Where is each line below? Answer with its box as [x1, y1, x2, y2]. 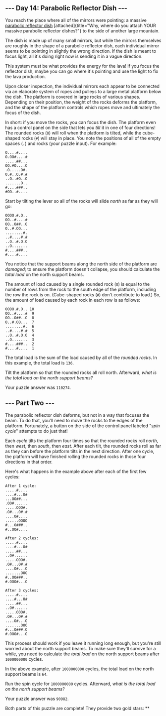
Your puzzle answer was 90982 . [5, 696, 69, 702]
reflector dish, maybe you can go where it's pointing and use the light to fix [5, 68, 159, 74]
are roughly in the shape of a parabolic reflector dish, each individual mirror [5, 42, 160, 49]
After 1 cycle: [5, 483, 37, 488]
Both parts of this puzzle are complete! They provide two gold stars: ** [5, 705, 150, 711]
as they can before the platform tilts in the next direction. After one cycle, [5, 448, 155, 454]
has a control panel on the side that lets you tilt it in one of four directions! [5, 124, 156, 130]
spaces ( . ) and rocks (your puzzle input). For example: [5, 140, 117, 146]
